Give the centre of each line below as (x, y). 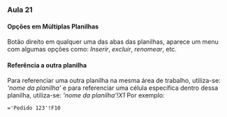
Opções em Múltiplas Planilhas (53, 26)
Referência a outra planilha (47, 65)
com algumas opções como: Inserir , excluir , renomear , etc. (92, 49)
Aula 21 (20, 10)
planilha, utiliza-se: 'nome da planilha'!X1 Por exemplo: (86, 95)
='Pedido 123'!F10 (34, 108)
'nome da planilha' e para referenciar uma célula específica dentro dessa (113, 88)
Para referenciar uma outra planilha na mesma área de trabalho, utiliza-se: (114, 81)
